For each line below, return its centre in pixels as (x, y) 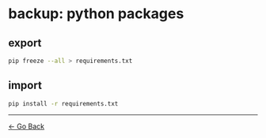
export (25, 43)
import (25, 86)
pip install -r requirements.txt (63, 103)
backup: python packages (96, 14)
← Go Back (27, 126)
